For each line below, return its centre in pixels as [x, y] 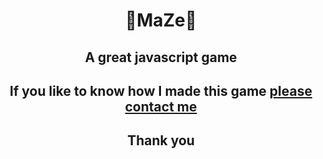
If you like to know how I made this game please [161, 90]
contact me [161, 106]
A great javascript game [161, 57]
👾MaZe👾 [161, 20]
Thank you [161, 140]
